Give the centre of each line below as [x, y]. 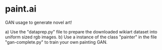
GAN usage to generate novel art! [38, 22]
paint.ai [21, 9]
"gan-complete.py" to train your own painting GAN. [56, 42]
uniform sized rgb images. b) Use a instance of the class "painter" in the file [81, 37]
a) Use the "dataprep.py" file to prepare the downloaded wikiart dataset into [81, 32]
